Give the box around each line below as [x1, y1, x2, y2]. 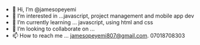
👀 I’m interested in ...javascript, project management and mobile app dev [12, 12, 195, 19]
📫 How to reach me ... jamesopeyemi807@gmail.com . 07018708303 [12, 32, 185, 39]
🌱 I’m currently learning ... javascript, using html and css [12, 19, 154, 26]
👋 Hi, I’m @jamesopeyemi [12, 6, 76, 13]
